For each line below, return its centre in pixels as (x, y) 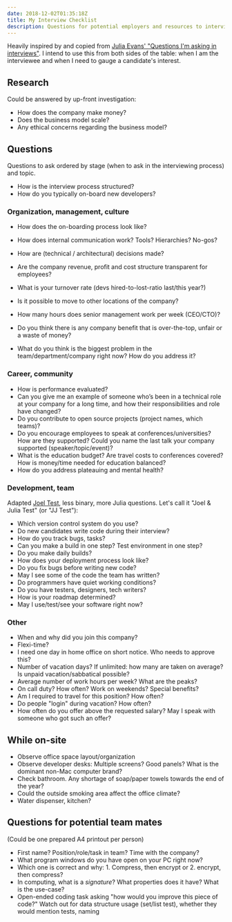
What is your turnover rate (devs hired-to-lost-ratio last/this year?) (112, 288)
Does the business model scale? (63, 120)
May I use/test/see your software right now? (80, 604)
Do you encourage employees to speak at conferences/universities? (114, 433)
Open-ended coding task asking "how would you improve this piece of (118, 896)
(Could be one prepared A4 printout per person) (76, 839)
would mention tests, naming (58, 911)
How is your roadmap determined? (66, 597)
